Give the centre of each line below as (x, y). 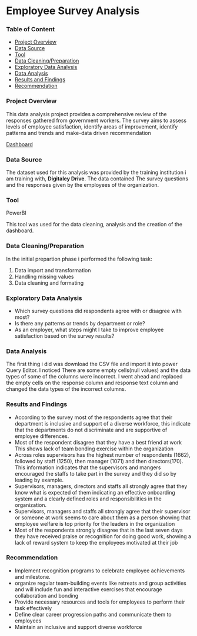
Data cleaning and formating (49, 283)
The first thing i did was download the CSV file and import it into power (92, 364)
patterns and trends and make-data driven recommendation (79, 133)
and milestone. (33, 576)
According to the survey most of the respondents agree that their (94, 417)
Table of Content (31, 29)
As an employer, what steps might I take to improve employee (89, 329)
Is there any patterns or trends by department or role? (80, 323)
